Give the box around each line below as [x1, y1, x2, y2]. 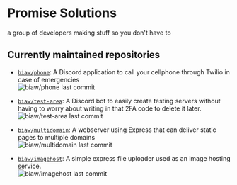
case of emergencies [17, 75, 80, 84]
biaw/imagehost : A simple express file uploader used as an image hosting [17, 154, 231, 162]
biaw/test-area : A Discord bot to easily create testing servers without [17, 96, 221, 105]
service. [17, 162, 42, 170]
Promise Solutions [7, 5, 117, 21]
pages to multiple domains [17, 133, 96, 141]
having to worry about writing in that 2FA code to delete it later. [17, 104, 202, 113]
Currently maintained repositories [7, 49, 161, 61]
